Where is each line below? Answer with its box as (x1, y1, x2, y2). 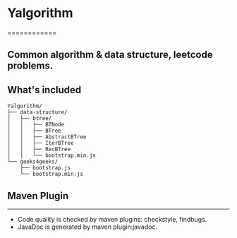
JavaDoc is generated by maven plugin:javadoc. (17, 222, 157, 231)
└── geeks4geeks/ (7, 158, 59, 165)
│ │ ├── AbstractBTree (7, 133, 87, 141)
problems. (7, 60, 54, 72)
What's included (7, 83, 82, 96)
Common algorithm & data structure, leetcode (7, 49, 213, 61)
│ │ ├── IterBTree (7, 140, 74, 147)
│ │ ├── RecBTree (7, 146, 71, 153)
